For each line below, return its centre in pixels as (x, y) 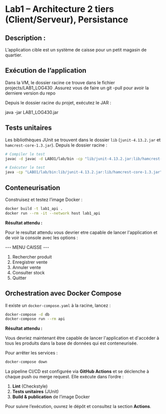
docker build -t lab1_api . (34, 208)
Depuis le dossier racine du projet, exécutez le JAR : (58, 103)
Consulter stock (28, 272)
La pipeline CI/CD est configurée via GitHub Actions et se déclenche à (77, 371)
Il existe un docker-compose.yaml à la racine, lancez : (58, 305)
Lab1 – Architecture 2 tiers (60, 9)
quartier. (14, 55)
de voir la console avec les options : (41, 237)
